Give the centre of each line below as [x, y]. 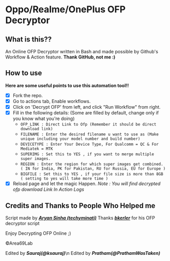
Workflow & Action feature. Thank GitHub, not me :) [60, 57]
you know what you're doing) [44, 118]
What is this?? [29, 39]
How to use [24, 73]
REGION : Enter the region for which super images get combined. [92, 164]
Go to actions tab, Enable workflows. [52, 101]
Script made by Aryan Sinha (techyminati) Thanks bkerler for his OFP [80, 218]
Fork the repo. [28, 95]
